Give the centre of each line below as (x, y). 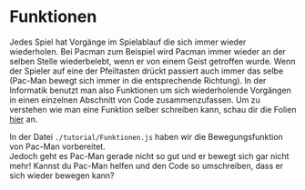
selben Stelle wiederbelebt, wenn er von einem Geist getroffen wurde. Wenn (152, 61)
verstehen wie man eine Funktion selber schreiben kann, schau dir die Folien (153, 109)
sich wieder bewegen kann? (62, 175)
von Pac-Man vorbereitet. (58, 146)
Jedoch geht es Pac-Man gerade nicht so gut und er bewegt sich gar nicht (149, 155)
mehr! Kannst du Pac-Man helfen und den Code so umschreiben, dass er (147, 165)
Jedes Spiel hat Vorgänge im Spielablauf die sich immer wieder (128, 42)
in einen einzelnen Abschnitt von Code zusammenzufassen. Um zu (135, 100)
